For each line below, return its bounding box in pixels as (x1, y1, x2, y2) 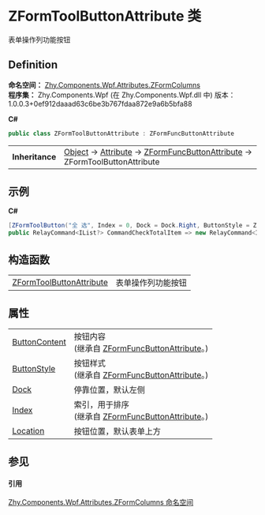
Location (12, 425, 45, 436)
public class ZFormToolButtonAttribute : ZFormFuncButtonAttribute (8, 130, 235, 137)
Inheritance (12, 151, 57, 162)
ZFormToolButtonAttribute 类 (8, 7, 202, 25)
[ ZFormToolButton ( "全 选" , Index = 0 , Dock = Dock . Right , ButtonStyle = (8, 222, 250, 230)
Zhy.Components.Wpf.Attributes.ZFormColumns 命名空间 (8, 498, 194, 507)
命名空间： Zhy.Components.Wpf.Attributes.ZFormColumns (8, 80, 201, 89)
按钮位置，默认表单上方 (73, 426, 162, 437)
